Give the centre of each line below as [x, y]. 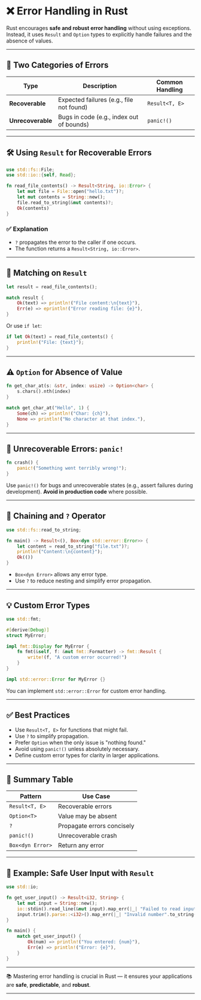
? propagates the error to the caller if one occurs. [75, 242]
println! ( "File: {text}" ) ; [51, 342]
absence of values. [30, 41]
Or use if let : [24, 326]
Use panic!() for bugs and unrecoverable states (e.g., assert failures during [100, 485]
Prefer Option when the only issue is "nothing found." [80, 742]
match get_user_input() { [49, 936]
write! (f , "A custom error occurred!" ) [77, 657]
